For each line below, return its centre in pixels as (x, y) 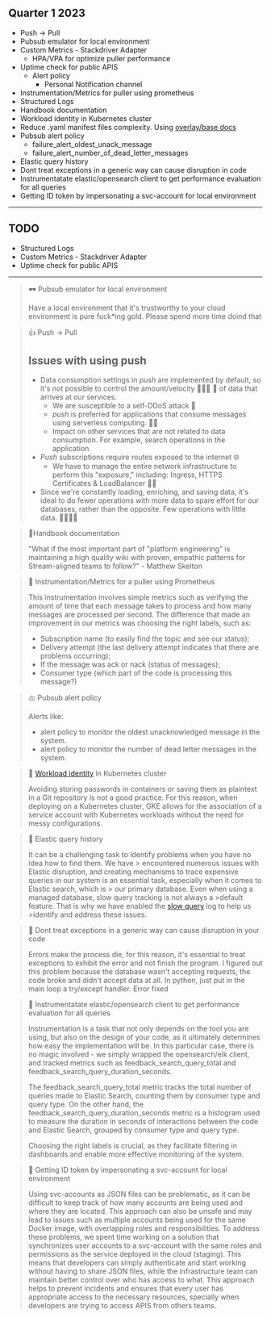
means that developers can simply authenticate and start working (137, 1263)
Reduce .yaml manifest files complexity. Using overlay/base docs (128, 127)
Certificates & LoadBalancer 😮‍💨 (104, 483)
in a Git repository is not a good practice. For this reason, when (133, 797)
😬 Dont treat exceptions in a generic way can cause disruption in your (144, 931)
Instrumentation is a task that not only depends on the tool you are (138, 1029)
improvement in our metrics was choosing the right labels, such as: (140, 623)
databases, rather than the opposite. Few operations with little (143, 509)
